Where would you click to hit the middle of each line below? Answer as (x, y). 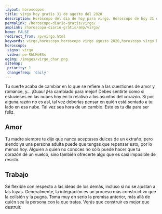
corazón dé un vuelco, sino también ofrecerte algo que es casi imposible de (80, 154)
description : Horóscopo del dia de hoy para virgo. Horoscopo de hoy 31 (80, 18)
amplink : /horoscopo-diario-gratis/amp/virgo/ (53, 28)
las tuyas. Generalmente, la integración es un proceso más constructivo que (81, 191)
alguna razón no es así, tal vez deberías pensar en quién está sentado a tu (79, 102)
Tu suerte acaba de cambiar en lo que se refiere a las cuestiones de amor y (80, 86)
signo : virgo (20, 50)
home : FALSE (17, 32)
